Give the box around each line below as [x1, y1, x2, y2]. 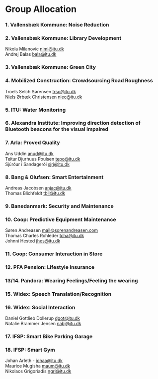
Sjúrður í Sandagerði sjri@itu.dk [5, 161, 70, 167]
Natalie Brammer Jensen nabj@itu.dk [5, 321, 81, 327]
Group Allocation [5, 3, 77, 15]
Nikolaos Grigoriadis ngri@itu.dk [5, 368, 72, 375]
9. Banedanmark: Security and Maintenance [5, 202, 114, 209]
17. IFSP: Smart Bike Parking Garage [5, 333, 93, 340]
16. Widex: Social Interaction [5, 304, 76, 311]
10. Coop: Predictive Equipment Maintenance [5, 216, 116, 223]
